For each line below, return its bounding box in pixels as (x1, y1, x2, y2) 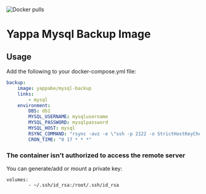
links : (17, 91, 34, 97)
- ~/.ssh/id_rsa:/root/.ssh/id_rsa (28, 182, 120, 188)
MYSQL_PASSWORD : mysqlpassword (28, 119, 109, 125)
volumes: (6, 176, 29, 183)
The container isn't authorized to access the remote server (6, 151, 186, 159)
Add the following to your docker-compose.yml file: (6, 68, 137, 75)
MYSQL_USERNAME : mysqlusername (28, 114, 109, 120)
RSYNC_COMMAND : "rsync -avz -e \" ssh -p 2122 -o (28, 130, 155, 137)
